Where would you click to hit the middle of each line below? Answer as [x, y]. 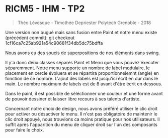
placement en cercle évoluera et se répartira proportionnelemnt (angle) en [82, 73]
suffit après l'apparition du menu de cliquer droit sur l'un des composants [81, 124]
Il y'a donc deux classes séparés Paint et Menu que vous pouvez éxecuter [82, 62]
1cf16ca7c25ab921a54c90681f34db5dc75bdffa [54, 43]
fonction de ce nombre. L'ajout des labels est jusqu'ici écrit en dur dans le [82, 78]
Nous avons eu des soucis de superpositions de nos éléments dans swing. [82, 53]
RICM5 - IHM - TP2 [45, 9]
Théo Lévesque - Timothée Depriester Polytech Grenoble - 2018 [84, 23]
